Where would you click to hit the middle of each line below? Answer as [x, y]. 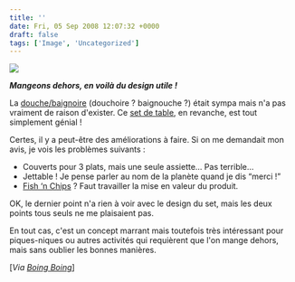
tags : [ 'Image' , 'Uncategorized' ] [75, 43]
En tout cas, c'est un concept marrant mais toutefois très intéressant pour [147, 230]
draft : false [34, 34]
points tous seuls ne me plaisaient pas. [81, 213]
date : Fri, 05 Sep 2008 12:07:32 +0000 [85, 26]
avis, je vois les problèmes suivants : [78, 149]
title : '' [28, 18]
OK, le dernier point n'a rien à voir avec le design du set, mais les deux [141, 203]
